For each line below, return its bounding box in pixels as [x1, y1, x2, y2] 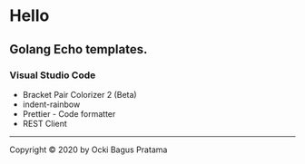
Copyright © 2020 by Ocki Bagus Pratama [9, 144, 168, 155]
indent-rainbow [22, 99, 81, 110]
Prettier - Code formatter [22, 108, 116, 119]
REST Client [22, 118, 68, 129]
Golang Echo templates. [9, 42, 148, 57]
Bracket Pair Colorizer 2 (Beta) [22, 89, 138, 100]
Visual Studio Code [9, 69, 96, 82]
